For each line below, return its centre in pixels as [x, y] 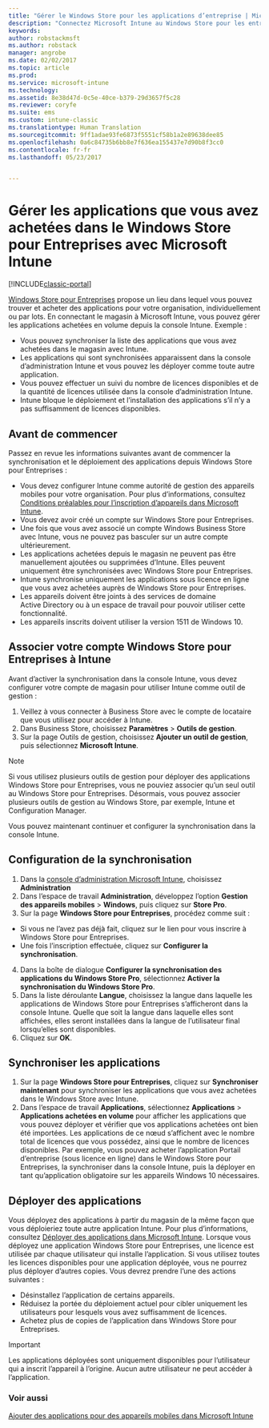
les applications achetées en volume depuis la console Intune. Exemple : [128, 325]
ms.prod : [23, 75]
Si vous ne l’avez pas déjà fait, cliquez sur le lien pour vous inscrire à [133, 928]
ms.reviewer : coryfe [43, 105]
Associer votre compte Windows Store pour [120, 647]
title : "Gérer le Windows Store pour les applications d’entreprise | [128, 16]
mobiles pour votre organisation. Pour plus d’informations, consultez [132, 494]
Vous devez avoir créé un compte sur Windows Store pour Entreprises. [137, 520]
